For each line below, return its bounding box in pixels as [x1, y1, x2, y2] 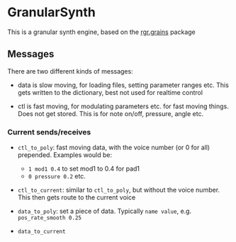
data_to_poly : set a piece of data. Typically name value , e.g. [17, 207, 192, 216]
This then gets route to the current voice [17, 193, 136, 202]
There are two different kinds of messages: [7, 67, 133, 75]
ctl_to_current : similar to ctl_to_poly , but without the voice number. [17, 185, 220, 195]
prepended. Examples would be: [17, 151, 113, 159]
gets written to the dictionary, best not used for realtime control [17, 88, 203, 96]
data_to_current [17, 228, 66, 236]
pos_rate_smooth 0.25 [17, 214, 82, 221]
